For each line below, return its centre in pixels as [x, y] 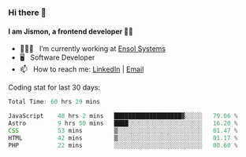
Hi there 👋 [28, 13]
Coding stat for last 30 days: [54, 88]
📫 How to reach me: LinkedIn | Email [82, 69]
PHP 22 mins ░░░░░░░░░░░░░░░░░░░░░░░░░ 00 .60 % [123, 145]
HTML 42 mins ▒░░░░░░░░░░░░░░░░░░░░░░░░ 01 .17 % [123, 138]
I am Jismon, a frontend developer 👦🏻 [71, 31]
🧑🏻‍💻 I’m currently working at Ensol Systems [93, 49]
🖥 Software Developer [57, 57]
